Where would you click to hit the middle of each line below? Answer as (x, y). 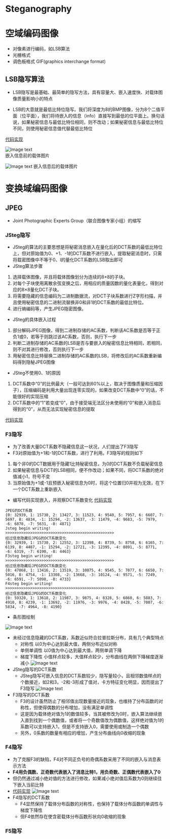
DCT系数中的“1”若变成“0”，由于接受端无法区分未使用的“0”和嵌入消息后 (87, 403)
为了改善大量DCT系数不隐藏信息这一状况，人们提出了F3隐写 (75, 446)
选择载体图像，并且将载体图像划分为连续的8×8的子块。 (70, 277)
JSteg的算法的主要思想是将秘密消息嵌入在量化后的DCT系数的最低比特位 (88, 247)
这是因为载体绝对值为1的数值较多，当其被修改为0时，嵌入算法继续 (89, 714)
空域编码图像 (32, 34)
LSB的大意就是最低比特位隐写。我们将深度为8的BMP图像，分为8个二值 (86, 109)
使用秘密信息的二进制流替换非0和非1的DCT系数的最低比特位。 (82, 303)
